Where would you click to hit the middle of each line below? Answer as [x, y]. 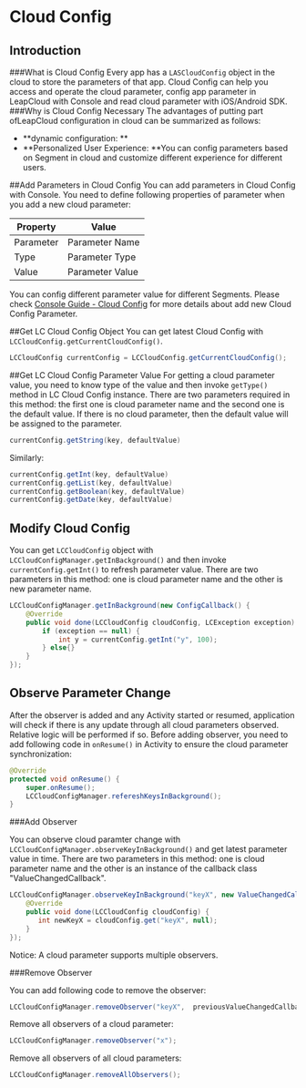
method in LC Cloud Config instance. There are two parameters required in [150, 395]
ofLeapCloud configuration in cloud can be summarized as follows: [135, 121]
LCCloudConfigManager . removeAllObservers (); [95, 1075]
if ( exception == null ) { [92, 631]
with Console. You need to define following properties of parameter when [147, 195]
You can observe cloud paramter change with [95, 839]
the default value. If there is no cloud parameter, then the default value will [149, 414]
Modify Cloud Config [70, 528]
